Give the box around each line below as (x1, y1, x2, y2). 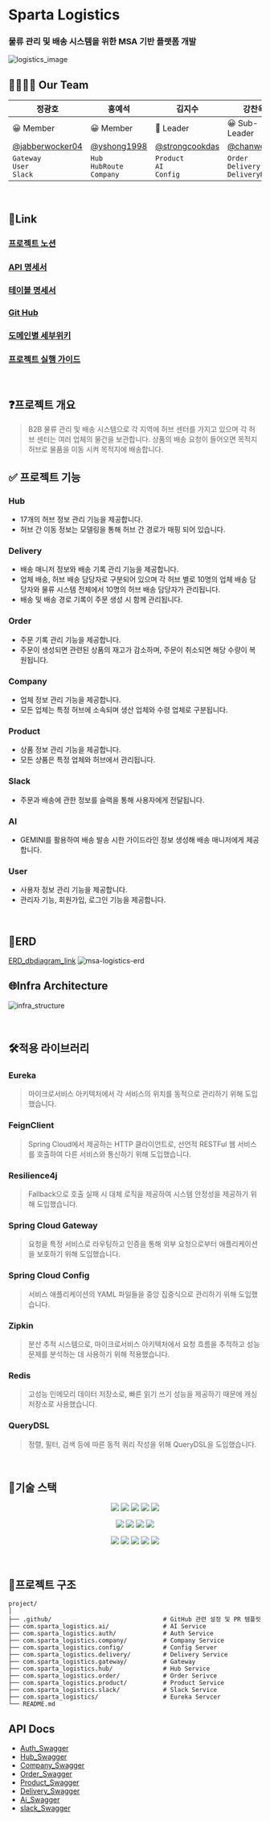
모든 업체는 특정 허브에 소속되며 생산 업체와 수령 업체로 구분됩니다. (19, 705, 228, 714)
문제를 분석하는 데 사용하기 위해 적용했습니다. (27, 1349, 170, 1359)
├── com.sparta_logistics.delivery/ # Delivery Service (8, 1651, 228, 1659)
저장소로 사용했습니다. (27, 1399, 98, 1409)
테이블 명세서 (8, 285, 56, 296)
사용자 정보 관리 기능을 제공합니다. (19, 885, 128, 895)
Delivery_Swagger (19, 1786, 80, 1795)
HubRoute (90, 162, 124, 171)
